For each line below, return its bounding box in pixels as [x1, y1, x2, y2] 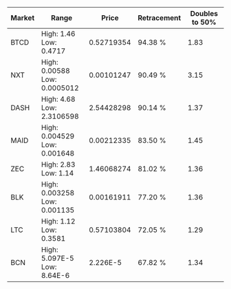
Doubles [190, 9, 219, 18]
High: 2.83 [41, 160, 76, 169]
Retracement [137, 13, 181, 23]
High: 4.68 [41, 94, 76, 104]
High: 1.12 [41, 217, 76, 226]
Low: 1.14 [41, 169, 74, 178]
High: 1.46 [41, 29, 76, 39]
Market [10, 13, 35, 23]
